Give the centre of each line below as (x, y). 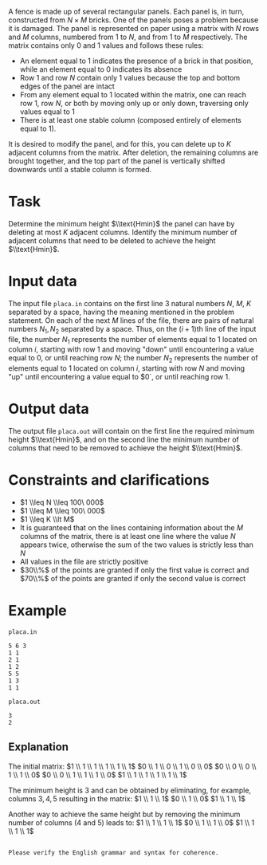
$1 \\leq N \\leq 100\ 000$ (62, 502)
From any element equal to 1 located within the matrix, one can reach (133, 94)
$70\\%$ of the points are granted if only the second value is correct (133, 579)
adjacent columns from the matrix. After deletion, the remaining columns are (133, 152)
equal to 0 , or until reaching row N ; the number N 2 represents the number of (133, 359)
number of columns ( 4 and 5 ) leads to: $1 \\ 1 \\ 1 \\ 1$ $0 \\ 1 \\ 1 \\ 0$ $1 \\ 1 (132, 822)
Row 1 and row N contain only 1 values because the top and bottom (130, 78)
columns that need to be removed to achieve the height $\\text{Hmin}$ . (126, 448)
